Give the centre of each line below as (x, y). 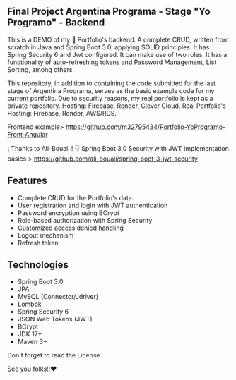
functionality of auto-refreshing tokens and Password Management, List (112, 62)
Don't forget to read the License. (55, 355)
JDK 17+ (30, 334)
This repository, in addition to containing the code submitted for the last (112, 83)
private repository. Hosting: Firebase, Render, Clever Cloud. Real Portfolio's (117, 106)
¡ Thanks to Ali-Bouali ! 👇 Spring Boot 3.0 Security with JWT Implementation (118, 148)
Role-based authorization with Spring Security (85, 220)
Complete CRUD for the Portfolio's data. (76, 197)
